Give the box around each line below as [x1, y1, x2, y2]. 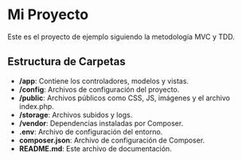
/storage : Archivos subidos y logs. [18, 110, 133, 119]
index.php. [18, 101, 55, 111]
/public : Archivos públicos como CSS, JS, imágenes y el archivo [18, 93, 230, 103]
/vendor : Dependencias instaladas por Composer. [18, 118, 184, 128]
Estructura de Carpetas [7, 55, 127, 68]
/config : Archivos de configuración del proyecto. [18, 84, 180, 94]
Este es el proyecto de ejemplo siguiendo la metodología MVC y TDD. [7, 32, 236, 41]
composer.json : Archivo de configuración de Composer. [18, 135, 205, 145]
